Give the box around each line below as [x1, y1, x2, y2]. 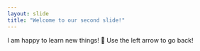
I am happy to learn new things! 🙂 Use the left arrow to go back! [7, 36, 194, 44]
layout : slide [7, 10, 50, 17]
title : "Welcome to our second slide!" [7, 17, 126, 24]
